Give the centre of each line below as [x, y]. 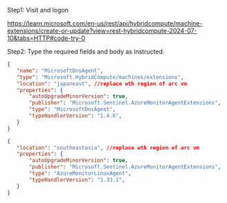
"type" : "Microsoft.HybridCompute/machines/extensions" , [100, 77]
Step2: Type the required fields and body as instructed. [86, 52]
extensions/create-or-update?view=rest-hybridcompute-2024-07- [102, 31]
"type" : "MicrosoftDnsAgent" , [72, 109]
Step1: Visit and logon [38, 10]
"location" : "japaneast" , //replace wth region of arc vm [102, 83]
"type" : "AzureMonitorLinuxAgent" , [80, 173]
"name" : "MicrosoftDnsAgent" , [60, 71]
